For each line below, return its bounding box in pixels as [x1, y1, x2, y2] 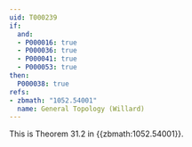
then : [9, 71, 29, 80]
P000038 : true [17, 79, 69, 88]
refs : [9, 87, 29, 96]
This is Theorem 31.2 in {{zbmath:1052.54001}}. [9, 128, 184, 139]
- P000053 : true [17, 63, 77, 72]
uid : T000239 [9, 12, 58, 22]
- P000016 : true [17, 37, 77, 47]
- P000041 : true [17, 54, 77, 63]
